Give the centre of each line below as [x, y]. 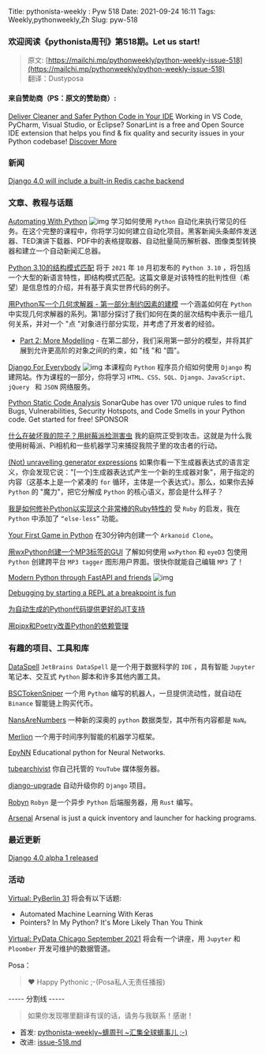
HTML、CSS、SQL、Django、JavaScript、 [188, 378]
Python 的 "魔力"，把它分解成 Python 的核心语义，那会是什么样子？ [116, 492]
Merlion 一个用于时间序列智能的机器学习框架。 [84, 737]
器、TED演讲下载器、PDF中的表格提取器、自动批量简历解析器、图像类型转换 [132, 241]
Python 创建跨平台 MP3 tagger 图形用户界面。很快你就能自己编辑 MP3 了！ [126, 562]
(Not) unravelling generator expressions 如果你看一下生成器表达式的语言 [125, 462]
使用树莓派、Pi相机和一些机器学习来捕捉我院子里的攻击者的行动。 [115, 445]
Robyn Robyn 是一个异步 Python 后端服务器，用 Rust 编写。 [103, 803]
